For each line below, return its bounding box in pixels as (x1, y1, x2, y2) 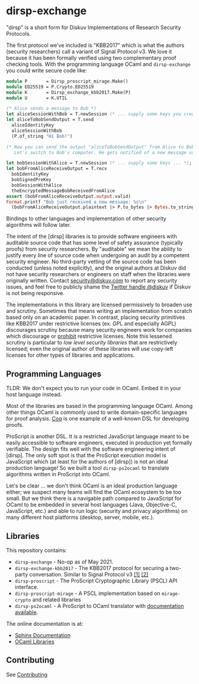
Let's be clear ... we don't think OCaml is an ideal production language (6, 482, 178, 489)
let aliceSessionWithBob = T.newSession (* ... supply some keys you (6, 111, 182, 117)
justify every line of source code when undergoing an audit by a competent (6, 252, 190, 259)
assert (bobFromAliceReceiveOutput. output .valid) (6, 193, 131, 199)
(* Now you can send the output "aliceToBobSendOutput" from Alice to (6, 144, 184, 150)
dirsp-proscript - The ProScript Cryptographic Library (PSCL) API (14, 577, 178, 584)
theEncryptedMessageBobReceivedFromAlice (11, 188, 115, 194)
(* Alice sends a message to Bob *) (6, 106, 97, 112)
